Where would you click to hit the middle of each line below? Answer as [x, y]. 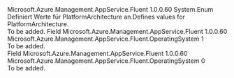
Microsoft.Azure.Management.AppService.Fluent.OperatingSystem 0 [106, 61]
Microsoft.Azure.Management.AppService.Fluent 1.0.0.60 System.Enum [110, 9]
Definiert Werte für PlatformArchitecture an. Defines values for [96, 17]
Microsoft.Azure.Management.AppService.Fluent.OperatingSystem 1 [105, 39]
